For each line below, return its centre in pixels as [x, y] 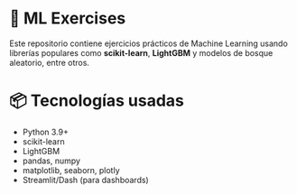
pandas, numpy [51, 161]
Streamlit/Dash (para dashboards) [85, 180]
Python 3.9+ [46, 132]
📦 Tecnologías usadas [97, 101]
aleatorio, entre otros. [50, 62]
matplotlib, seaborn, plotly [71, 170]
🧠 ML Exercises [68, 18]
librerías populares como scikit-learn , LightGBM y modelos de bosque [141, 52]
